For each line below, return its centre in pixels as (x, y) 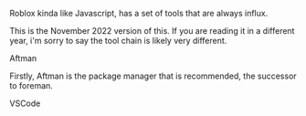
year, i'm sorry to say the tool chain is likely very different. (118, 41)
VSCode (25, 103)
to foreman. (31, 85)
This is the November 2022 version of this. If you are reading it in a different (152, 31)
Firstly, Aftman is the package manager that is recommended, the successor (153, 76)
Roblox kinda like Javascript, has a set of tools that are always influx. (139, 13)
